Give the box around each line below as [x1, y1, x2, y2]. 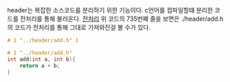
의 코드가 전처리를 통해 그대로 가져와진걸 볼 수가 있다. [7, 23, 151, 31]
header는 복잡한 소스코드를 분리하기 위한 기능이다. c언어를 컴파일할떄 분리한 [7, 6, 213, 14]
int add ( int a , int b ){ [7, 56, 76, 63]
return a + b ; [19, 62, 60, 69]
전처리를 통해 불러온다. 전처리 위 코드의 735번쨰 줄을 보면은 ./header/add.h [19, 14, 224, 23]
